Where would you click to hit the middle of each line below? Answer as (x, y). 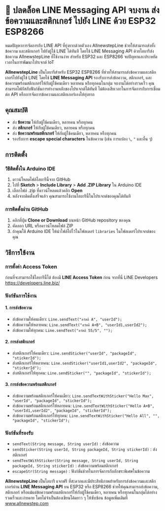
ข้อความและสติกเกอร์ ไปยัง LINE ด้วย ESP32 (81, 21)
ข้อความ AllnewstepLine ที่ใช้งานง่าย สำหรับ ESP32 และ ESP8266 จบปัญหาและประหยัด (81, 56)
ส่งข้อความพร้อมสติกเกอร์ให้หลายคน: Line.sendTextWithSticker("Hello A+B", (83, 406)
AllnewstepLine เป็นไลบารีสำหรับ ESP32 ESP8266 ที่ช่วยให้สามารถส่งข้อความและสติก (81, 72)
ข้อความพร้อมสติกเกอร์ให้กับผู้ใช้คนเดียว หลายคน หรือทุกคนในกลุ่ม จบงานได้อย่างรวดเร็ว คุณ (80, 83)
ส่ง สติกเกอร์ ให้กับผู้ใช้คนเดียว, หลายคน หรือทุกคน (53, 128)
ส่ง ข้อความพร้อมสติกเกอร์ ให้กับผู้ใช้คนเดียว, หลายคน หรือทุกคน (64, 133)
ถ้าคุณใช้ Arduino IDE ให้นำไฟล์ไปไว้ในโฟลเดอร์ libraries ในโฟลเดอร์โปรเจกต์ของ (84, 231)
